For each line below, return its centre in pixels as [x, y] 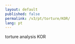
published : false [22, 14]
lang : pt [14, 23]
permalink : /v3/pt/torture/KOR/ [37, 18]
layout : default [21, 9]
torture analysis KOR [25, 37]
